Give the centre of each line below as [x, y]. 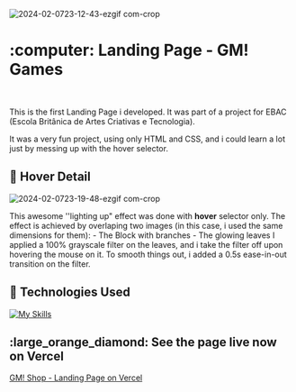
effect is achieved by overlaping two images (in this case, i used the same [146, 225]
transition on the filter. [50, 264]
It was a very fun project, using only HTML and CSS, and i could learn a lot [148, 139]
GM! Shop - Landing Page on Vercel [76, 378]
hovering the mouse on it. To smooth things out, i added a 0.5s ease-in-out [148, 254]
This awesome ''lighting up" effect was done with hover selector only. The [148, 215]
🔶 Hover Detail [50, 177]
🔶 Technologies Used [70, 292]
